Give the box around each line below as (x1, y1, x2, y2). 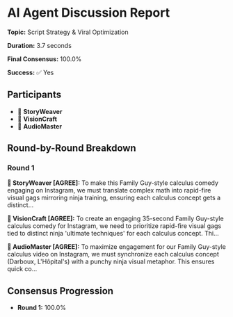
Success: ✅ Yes (7, 68, 54, 76)
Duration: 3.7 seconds (7, 41, 72, 49)
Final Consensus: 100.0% (7, 54, 82, 63)
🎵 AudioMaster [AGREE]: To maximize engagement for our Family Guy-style (7, 243, 226, 251)
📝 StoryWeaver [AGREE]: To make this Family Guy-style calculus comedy (7, 179, 219, 187)
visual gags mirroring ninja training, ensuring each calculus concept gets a (7, 193, 221, 202)
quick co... (7, 265, 38, 273)
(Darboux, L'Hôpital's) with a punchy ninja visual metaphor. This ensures (7, 257, 215, 266)
